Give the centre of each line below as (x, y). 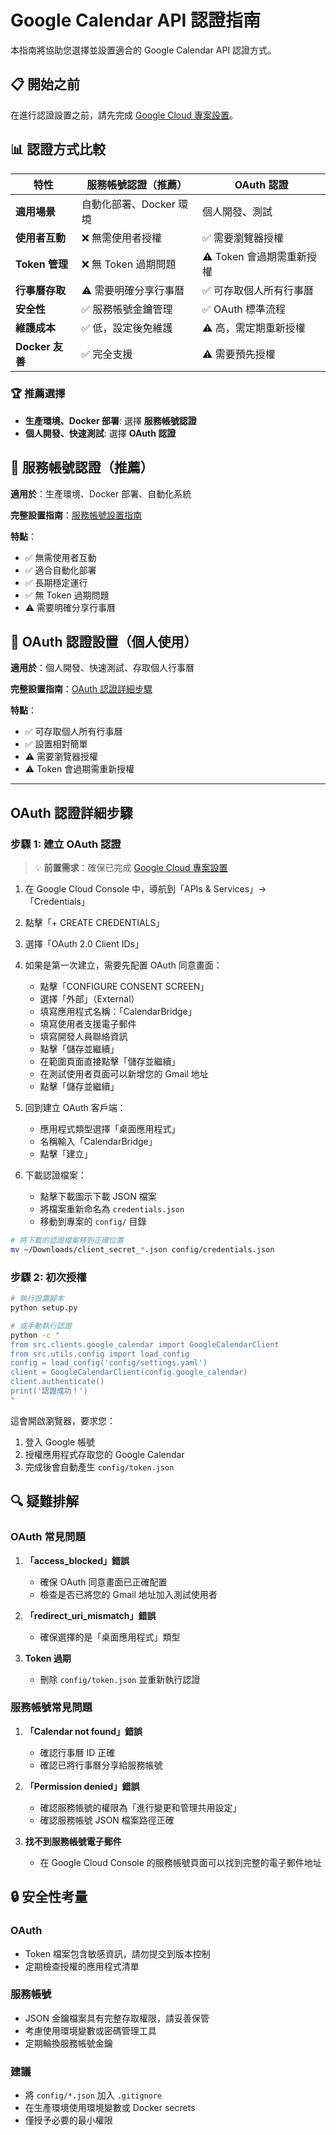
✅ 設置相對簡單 (56, 744)
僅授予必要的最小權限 (68, 2120)
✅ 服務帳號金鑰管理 (127, 309)
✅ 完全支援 (107, 354)
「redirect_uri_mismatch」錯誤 (90, 1615)
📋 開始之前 (45, 84)
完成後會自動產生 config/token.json (99, 1467)
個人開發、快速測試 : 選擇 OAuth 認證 (100, 433)
